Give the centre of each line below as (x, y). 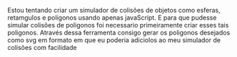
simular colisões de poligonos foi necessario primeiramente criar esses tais (118, 25)
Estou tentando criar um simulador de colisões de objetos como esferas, (114, 10)
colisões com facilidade (42, 47)
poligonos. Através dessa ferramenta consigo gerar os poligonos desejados (119, 32)
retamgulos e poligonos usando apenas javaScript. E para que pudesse (112, 18)
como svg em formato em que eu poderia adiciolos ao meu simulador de (114, 40)
